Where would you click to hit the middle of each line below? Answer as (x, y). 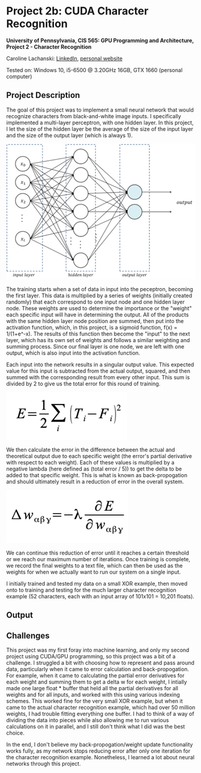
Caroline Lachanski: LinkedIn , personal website (64, 58)
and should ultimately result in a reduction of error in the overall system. (95, 482)
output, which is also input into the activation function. (73, 353)
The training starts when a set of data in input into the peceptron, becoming (100, 289)
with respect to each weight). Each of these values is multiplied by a (91, 462)
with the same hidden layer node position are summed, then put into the (95, 321)
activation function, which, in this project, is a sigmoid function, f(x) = (92, 327)
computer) (19, 76)
